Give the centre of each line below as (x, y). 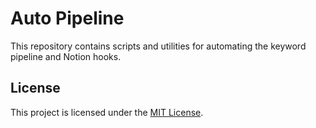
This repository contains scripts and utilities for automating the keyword (158, 46)
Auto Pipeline (67, 18)
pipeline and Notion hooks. (66, 56)
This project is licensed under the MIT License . (107, 112)
